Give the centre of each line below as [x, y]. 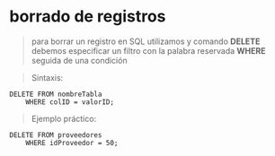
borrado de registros [88, 17]
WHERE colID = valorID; [70, 102]
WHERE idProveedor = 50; [72, 143]
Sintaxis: [47, 77]
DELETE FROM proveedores [56, 135]
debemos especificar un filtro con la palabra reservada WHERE [149, 50]
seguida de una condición [79, 60]
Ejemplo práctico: [64, 118]
